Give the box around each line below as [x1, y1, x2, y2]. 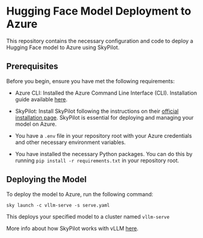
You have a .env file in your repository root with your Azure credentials [15, 132, 193, 139]
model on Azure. [15, 120, 57, 127]
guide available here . [15, 95, 68, 103]
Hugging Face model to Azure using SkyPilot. [6, 44, 120, 51]
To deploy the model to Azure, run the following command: [6, 190, 154, 198]
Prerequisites [6, 61, 58, 72]
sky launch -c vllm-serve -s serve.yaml [6, 202, 111, 208]
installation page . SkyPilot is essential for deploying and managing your [15, 114, 194, 121]
